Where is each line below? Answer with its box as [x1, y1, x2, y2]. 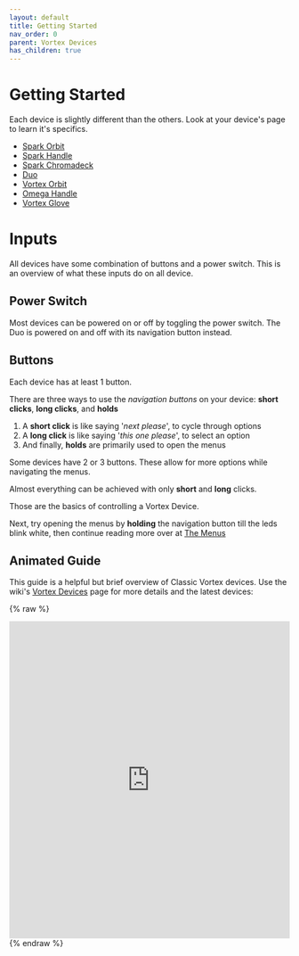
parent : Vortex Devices [9, 37, 98, 47]
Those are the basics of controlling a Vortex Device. [9, 500, 199, 511]
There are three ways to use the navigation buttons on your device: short [9, 393, 279, 404]
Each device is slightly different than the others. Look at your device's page [9, 114, 287, 125]
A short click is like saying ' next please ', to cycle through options [21, 420, 262, 431]
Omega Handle [21, 188, 77, 199]
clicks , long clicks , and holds [9, 403, 118, 414]
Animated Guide [9, 554, 101, 569]
